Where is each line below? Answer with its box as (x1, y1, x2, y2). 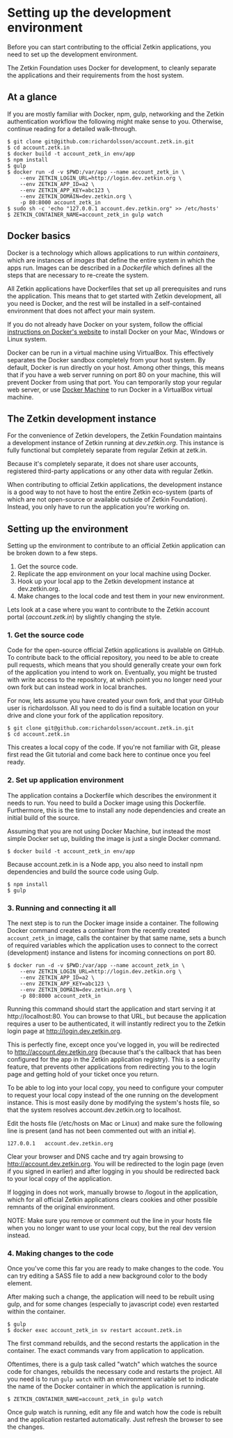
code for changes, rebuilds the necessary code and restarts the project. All (7, 1368, 223, 1376)
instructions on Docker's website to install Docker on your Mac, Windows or (7, 327, 225, 336)
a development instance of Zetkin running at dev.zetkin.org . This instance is (7, 439, 225, 447)
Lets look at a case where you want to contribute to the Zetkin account (7, 605, 210, 614)
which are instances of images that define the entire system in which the (7, 256, 216, 264)
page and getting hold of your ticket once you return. (7, 1070, 159, 1078)
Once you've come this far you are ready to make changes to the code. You (7, 1265, 224, 1273)
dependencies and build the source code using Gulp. (7, 867, 159, 876)
